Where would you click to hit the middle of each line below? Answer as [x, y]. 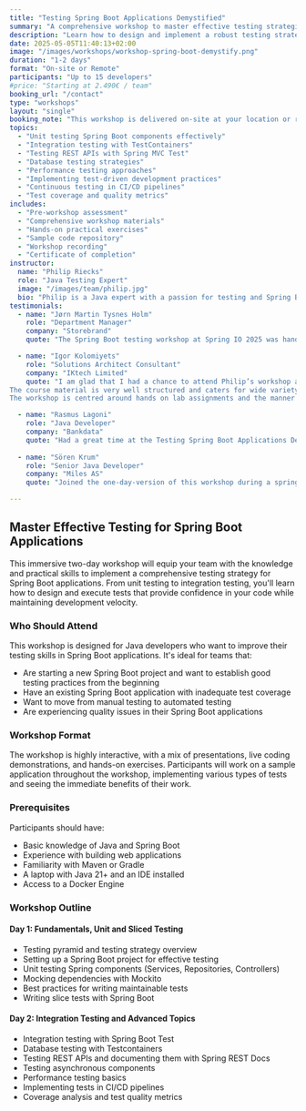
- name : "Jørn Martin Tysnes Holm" [85, 314]
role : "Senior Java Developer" [85, 465]
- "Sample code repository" [71, 238]
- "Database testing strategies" [81, 162]
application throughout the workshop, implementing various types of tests [148, 774]
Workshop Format [50, 736]
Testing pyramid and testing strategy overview [110, 949]
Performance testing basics [74, 1078]
